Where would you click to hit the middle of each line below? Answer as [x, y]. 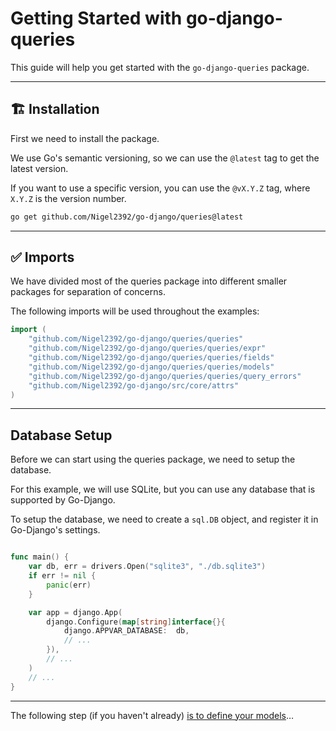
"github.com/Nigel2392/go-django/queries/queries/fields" [151, 358]
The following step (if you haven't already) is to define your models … [152, 715]
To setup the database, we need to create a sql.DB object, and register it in [164, 519]
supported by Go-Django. [63, 500]
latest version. [39, 168]
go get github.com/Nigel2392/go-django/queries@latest [127, 217]
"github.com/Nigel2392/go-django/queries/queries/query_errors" [165, 376]
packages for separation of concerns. [88, 292]
